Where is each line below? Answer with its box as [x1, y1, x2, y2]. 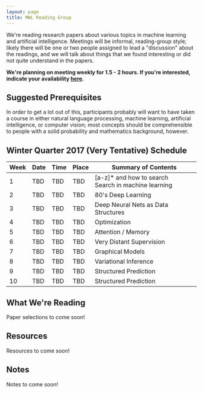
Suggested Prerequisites [6, 92, 101, 103]
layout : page [6, 8, 39, 15]
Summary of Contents [111, 163, 177, 172]
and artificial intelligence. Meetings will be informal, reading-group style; [6, 37, 187, 45]
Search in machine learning [94, 181, 173, 189]
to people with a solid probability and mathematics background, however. [6, 128, 189, 135]
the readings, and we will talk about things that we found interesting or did [6, 50, 191, 57]
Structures [94, 208, 125, 216]
